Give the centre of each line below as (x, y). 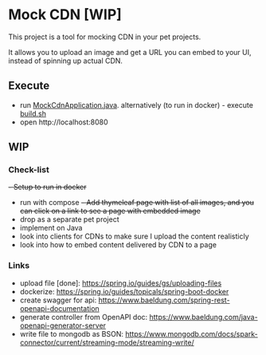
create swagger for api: (58, 300)
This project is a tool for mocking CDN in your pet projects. (105, 37)
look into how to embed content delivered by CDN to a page (118, 245)
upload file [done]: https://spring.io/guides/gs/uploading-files (121, 283)
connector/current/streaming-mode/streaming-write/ (107, 342)
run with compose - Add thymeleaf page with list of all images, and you (137, 203)
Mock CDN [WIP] (65, 15)
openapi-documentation (59, 308)
